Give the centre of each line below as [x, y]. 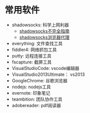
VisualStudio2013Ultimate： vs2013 [48, 74]
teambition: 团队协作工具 [37, 99]
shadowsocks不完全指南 [45, 31]
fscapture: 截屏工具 [32, 62]
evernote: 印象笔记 [31, 93]
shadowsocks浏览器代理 [45, 37]
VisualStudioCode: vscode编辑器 [45, 68]
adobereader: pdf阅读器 [36, 105]
